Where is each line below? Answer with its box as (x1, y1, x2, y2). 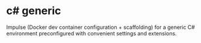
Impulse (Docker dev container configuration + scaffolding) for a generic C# (6, 24, 196, 31)
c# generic (6, 4, 61, 18)
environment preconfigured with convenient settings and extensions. (6, 29, 177, 37)
